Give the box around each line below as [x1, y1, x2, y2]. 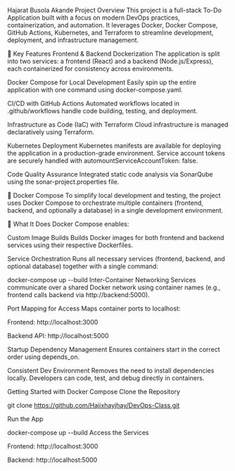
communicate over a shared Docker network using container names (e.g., [7, 283, 221, 291]
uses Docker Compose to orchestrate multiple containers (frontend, [7, 199, 204, 207]
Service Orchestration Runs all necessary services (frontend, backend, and [7, 255, 225, 263]
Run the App [7, 415, 44, 423]
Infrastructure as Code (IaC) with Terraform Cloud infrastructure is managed [7, 120, 229, 129]
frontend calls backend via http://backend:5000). [7, 291, 150, 299]
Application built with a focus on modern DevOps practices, [7, 13, 181, 22]
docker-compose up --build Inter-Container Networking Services [7, 276, 196, 284]
